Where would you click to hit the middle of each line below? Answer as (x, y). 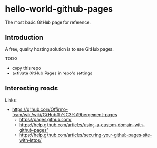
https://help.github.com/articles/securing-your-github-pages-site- (86, 135)
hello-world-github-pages (59, 9)
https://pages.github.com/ (45, 119)
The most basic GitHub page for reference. (48, 22)
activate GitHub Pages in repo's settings (52, 73)
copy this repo (26, 68)
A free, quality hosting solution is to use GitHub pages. (59, 49)
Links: (11, 100)
